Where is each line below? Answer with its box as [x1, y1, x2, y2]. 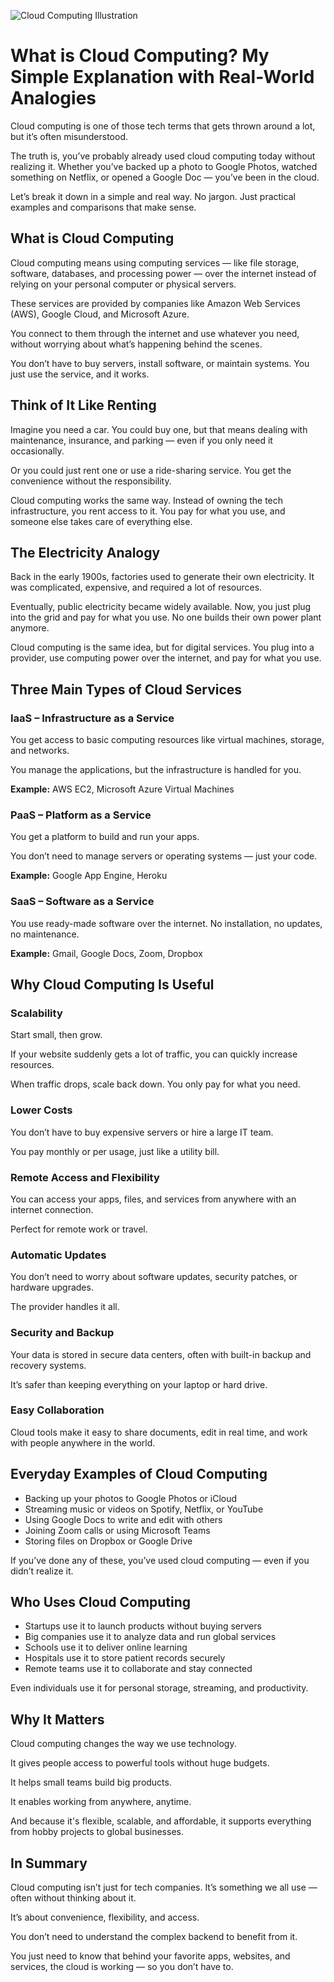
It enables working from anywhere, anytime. [10, 1796, 192, 1808]
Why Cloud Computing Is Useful [10, 976, 215, 994]
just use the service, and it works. [10, 368, 150, 380]
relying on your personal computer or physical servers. [10, 278, 237, 290]
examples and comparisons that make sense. [10, 201, 197, 213]
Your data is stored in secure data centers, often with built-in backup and [10, 1348, 312, 1360]
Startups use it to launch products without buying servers [24, 1620, 262, 1632]
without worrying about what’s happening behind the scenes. [10, 338, 263, 350]
